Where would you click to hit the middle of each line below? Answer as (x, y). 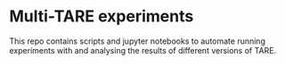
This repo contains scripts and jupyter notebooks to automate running (137, 41)
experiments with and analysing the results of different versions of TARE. (143, 50)
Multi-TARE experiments (102, 16)
